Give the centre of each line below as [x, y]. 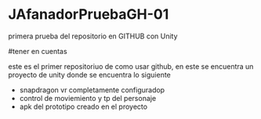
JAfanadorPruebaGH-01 [89, 14]
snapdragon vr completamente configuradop [92, 90]
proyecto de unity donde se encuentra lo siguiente [89, 74]
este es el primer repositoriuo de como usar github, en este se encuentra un [131, 66]
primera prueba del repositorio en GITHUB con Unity [93, 36]
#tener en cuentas [38, 51]
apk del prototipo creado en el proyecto [83, 106]
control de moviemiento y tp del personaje [88, 98]
